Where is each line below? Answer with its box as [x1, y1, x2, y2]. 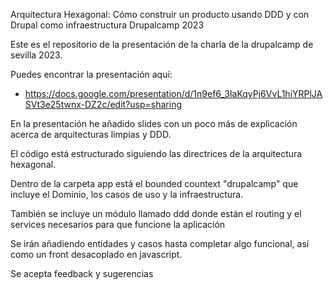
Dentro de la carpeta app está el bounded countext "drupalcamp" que [10, 178, 299, 189]
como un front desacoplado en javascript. [10, 249, 183, 260]
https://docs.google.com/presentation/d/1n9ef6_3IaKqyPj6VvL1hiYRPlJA [24, 88, 323, 99]
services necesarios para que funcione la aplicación [10, 219, 226, 230]
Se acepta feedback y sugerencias [10, 268, 154, 279]
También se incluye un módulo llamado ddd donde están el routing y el [10, 208, 302, 219]
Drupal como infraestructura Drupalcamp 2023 [10, 19, 205, 31]
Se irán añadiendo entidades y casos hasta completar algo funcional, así [10, 238, 310, 249]
